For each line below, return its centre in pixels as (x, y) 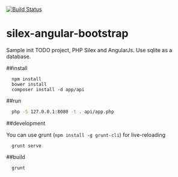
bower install (29, 84)
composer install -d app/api (48, 89)
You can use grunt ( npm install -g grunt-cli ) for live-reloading (86, 134)
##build (16, 157)
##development (26, 123)
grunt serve (27, 146)
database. (19, 56)
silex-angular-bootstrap (67, 34)
